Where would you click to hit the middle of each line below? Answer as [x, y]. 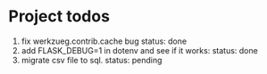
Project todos [59, 16]
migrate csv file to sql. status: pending [92, 60]
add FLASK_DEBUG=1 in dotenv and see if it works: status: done [139, 50]
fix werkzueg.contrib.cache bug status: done [104, 41]
